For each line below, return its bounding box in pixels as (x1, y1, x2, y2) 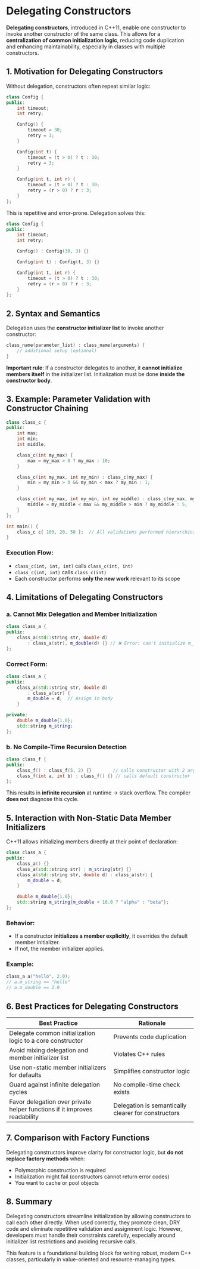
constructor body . (6, 377, 52, 384)
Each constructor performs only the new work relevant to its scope (14, 575, 180, 582)
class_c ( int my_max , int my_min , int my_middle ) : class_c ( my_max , (17, 496, 187, 502)
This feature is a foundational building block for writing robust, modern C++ (6, 1249, 192, 1256)
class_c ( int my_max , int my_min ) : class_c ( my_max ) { (17, 474, 153, 480)
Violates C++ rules (113, 1049, 165, 1058)
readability (9, 1112, 39, 1120)
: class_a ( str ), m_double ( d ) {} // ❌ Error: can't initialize (27, 640, 186, 646)
